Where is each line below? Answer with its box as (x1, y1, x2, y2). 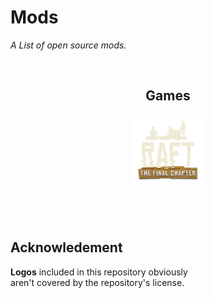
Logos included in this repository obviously (10, 266, 188, 278)
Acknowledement (10, 239, 123, 256)
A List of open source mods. (10, 39, 127, 51)
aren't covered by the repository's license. (10, 276, 185, 288)
